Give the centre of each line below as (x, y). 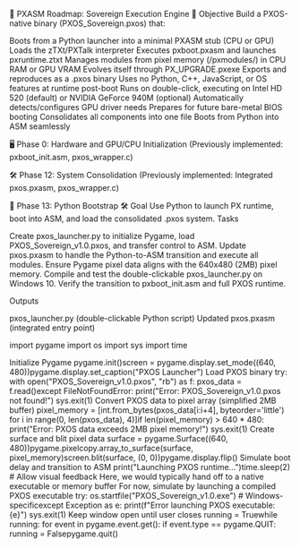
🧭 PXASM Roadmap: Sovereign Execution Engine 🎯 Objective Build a (135, 14)
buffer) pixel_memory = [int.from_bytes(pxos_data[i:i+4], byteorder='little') (147, 410)
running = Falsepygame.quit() (64, 534)
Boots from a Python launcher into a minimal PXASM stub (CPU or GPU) (142, 41)
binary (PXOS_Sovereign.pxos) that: (99, 23)
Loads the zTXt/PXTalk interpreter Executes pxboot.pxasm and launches (143, 50)
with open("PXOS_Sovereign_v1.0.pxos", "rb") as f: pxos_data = (125, 381)
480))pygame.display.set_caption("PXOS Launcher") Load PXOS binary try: (149, 372)
